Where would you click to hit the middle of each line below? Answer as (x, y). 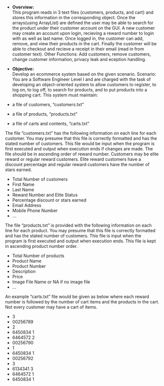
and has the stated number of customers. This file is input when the (73, 236)
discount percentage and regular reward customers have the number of (77, 164)
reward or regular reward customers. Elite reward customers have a (73, 159)
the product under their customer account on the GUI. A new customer (83, 28)
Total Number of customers (40, 179)
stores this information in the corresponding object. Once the (74, 17)
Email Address (27, 205)
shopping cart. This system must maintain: (55, 95)
